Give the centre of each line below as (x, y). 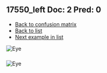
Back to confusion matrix (45, 24)
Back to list (28, 31)
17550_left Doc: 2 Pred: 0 (54, 10)
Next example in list (39, 37)
